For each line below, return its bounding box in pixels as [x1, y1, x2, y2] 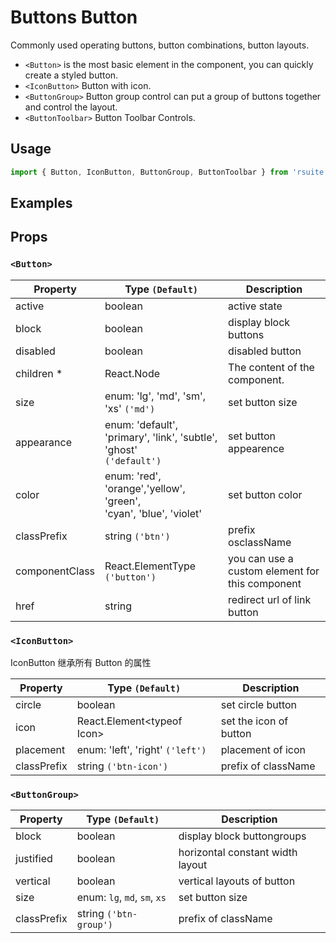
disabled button [228, 344, 302, 358]
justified [15, 852, 53, 866]
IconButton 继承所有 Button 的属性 [10, 657, 152, 668]
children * [15, 366, 63, 380]
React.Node [104, 366, 161, 380]
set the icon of [220, 714, 289, 728]
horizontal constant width [178, 846, 298, 860]
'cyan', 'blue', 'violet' [104, 506, 203, 520]
